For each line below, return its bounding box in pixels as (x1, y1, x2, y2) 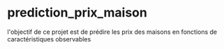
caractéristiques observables (7, 35, 91, 43)
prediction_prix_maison (7, 5, 148, 21)
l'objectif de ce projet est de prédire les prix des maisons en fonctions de (7, 28, 218, 36)
